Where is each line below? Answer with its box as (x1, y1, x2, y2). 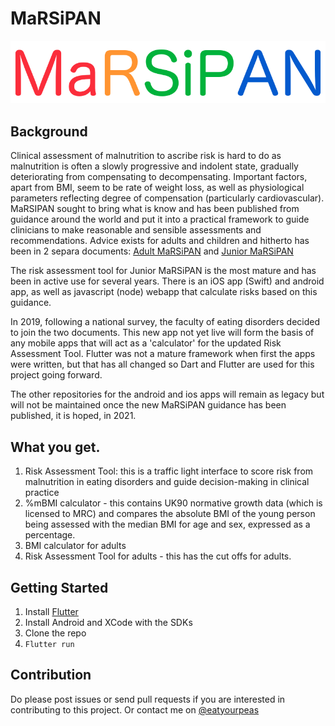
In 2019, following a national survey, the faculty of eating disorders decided (10, 316, 320, 328)
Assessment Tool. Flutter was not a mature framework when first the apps (10, 348, 316, 360)
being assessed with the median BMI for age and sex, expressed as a (24, 518, 311, 531)
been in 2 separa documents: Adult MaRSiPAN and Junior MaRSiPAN (10, 245, 294, 257)
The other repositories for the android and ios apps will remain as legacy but (10, 388, 325, 401)
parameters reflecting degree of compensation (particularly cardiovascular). (10, 192, 325, 204)
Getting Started (10, 579, 109, 596)
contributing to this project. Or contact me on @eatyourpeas (10, 703, 260, 716)
